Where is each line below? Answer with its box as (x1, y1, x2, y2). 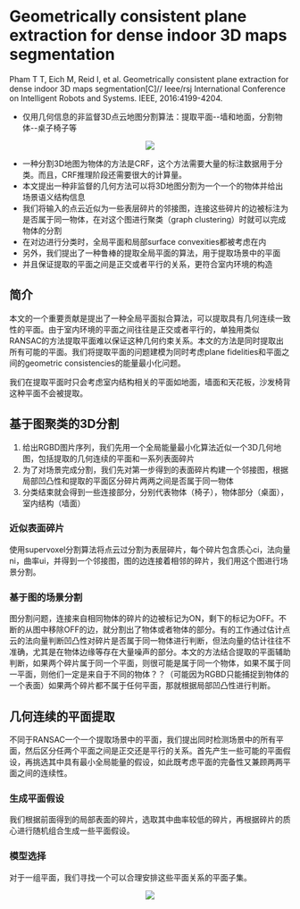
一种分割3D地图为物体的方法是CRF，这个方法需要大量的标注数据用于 (21, 158, 276, 169)
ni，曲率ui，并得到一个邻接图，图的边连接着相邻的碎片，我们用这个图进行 (9, 555, 281, 566)
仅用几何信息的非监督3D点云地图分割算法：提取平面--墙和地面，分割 (21, 111, 275, 122)
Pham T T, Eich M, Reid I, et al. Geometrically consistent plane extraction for (9, 73, 289, 84)
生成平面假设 (9, 792, 65, 804)
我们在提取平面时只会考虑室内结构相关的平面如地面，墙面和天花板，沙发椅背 (9, 376, 291, 387)
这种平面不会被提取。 (9, 387, 87, 399)
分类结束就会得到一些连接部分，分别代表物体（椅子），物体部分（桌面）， (21, 486, 288, 497)
